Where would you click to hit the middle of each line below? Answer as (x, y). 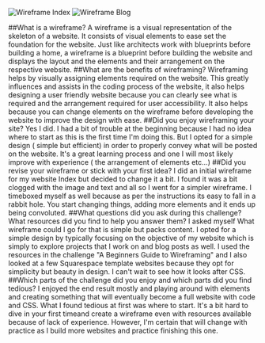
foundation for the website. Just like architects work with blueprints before (129, 44)
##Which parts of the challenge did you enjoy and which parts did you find (130, 280)
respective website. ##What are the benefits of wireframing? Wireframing (128, 70)
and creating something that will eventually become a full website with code (132, 297)
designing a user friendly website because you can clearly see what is (123, 95)
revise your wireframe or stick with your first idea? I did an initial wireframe (130, 171)
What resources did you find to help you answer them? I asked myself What (131, 221)
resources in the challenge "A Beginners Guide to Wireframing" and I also (128, 255)
